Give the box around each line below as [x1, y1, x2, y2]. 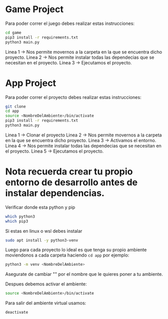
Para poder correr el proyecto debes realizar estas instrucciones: [5, 94, 142, 100]
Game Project [5, 4, 64, 15]
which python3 [5, 214, 36, 219]
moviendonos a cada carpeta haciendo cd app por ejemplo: [5, 252, 129, 258]
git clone [5, 104, 26, 109]
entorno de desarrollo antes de [5, 176, 138, 188]
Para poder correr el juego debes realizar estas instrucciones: [5, 20, 135, 26]
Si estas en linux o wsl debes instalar [5, 228, 83, 234]
